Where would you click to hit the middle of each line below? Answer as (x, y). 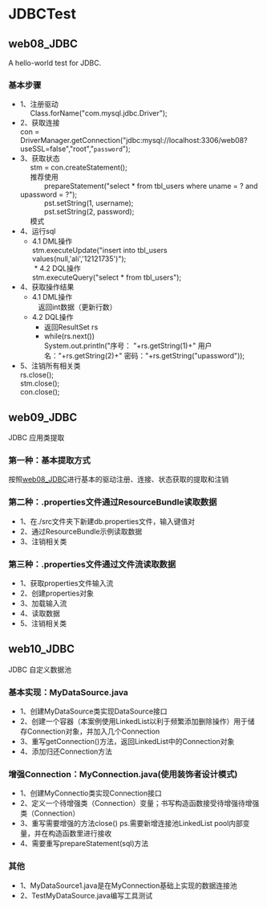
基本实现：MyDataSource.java (68, 692)
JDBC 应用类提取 (36, 438)
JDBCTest (42, 14)
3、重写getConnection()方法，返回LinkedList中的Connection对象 (127, 742)
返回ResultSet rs (71, 327)
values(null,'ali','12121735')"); (79, 259)
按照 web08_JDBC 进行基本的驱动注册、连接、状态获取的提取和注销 (119, 480)
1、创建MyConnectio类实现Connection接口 (91, 793)
